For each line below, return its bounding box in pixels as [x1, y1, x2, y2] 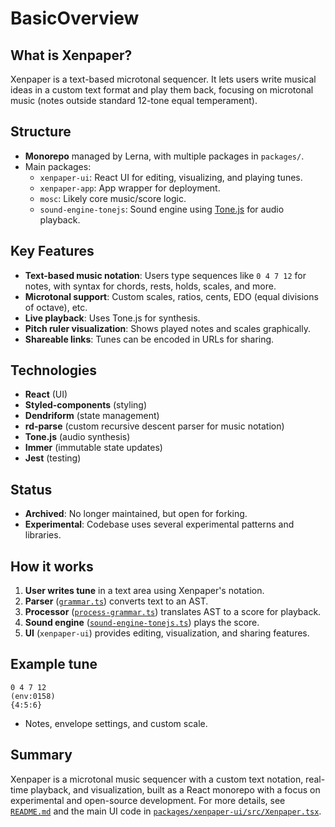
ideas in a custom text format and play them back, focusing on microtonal [10, 84, 314, 96]
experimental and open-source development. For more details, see [10, 794, 286, 806]
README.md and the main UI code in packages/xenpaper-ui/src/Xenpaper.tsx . [10, 805, 322, 817]
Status [10, 481, 53, 498]
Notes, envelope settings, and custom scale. [24, 717, 208, 729]
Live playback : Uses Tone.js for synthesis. [24, 312, 201, 324]
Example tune [10, 656, 98, 673]
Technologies [10, 362, 98, 379]
